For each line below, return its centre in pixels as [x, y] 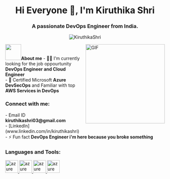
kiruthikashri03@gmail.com [35, 120]
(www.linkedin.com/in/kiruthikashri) [42, 131]
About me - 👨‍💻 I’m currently [50, 58]
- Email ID [15, 115]
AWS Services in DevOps [32, 91]
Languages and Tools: [33, 152]
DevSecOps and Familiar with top [40, 85]
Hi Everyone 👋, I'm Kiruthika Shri [85, 10]
